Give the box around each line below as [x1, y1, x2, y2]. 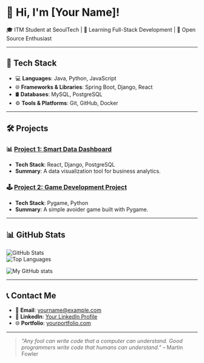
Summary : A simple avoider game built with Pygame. [15, 206, 149, 213]
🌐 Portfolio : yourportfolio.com [15, 319, 91, 327]
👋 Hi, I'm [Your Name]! [6, 5, 120, 19]
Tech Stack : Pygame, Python [15, 199, 89, 206]
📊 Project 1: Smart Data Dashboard [6, 145, 112, 154]
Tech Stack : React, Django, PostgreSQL [15, 161, 115, 168]
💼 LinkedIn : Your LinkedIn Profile [15, 313, 98, 320]
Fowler [21, 350, 38, 358]
